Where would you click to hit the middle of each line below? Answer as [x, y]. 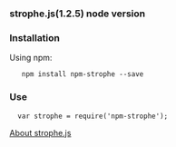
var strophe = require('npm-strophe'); [93, 116]
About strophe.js [40, 132]
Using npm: [31, 58]
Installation [35, 37]
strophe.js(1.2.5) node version [78, 14]
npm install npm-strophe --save [83, 74]
